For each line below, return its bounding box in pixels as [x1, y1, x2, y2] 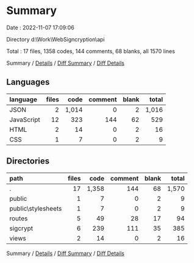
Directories [6, 156, 50, 167]
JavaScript [9, 115, 41, 124]
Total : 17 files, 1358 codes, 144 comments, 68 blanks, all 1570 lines [6, 47, 175, 55]
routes [9, 214, 28, 223]
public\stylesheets [9, 204, 62, 212]
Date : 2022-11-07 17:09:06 [6, 24, 74, 31]
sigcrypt [9, 224, 34, 232]
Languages [6, 77, 50, 87]
